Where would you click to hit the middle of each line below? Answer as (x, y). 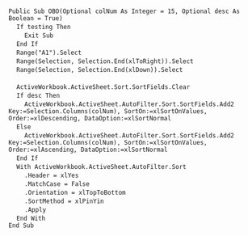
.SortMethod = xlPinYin (64, 201)
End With (31, 218)
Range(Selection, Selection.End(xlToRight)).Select (105, 61)
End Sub (21, 225)
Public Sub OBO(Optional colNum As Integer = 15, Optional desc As (124, 11)
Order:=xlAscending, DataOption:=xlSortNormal (88, 150)
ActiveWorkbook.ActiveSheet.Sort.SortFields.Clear (103, 87)
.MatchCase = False (57, 184)
